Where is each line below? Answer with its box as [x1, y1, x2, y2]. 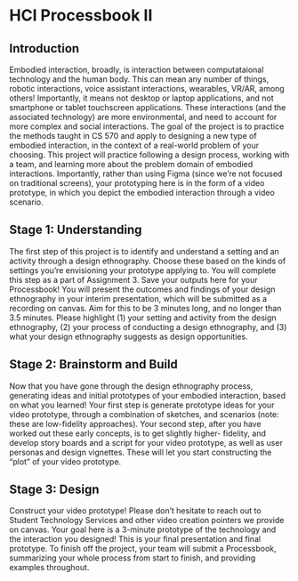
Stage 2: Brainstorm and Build [9, 357, 178, 372]
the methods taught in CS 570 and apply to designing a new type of [9, 131, 257, 141]
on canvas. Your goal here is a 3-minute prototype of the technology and [9, 524, 277, 535]
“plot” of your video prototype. [9, 456, 122, 467]
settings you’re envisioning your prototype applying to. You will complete [9, 264, 277, 276]
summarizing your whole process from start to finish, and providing [9, 553, 256, 563]
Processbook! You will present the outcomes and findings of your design [9, 284, 276, 295]
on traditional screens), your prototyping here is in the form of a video [9, 178, 265, 188]
